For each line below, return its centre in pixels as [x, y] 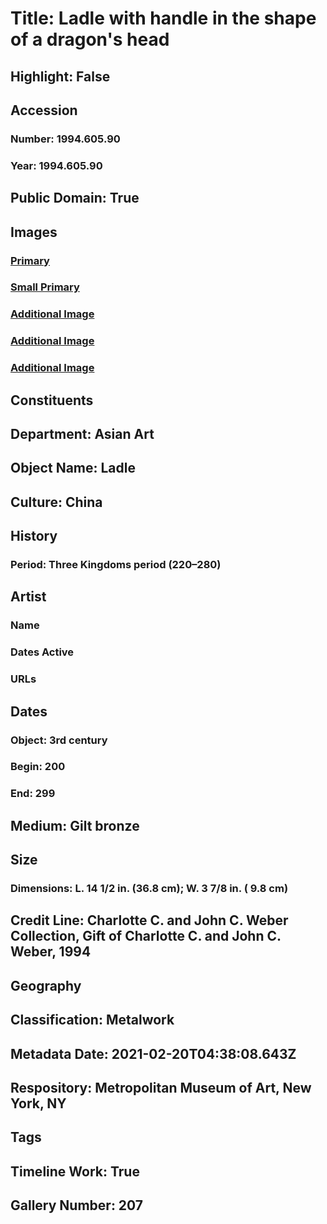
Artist [28, 597]
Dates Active [42, 652]
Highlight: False [60, 76]
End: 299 [33, 794]
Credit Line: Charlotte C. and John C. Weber [149, 920]
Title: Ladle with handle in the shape [163, 18]
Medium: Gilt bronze [75, 825]
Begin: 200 [38, 767]
